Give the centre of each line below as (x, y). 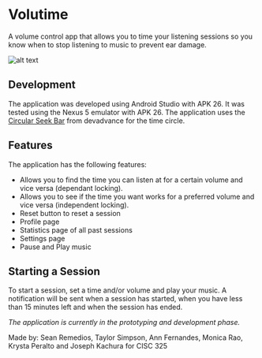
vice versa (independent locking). (74, 205)
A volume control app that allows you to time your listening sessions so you (131, 36)
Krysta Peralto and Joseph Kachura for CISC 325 (88, 346)
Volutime (38, 15)
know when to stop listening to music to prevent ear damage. (107, 44)
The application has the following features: (78, 164)
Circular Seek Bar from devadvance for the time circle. (97, 121)
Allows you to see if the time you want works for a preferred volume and (137, 196)
